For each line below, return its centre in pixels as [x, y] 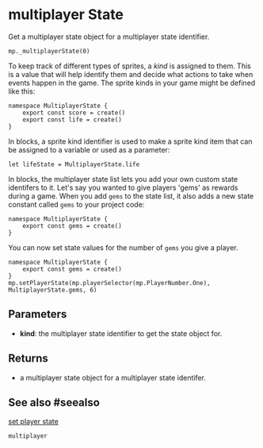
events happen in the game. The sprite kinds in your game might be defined [132, 83]
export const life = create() [72, 120]
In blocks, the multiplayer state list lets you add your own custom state [123, 179]
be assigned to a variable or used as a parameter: [89, 149]
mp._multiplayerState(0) [49, 51]
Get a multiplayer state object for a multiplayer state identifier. [109, 37]
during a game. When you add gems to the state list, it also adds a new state [131, 195]
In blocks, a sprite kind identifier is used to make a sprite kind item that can [130, 141]
